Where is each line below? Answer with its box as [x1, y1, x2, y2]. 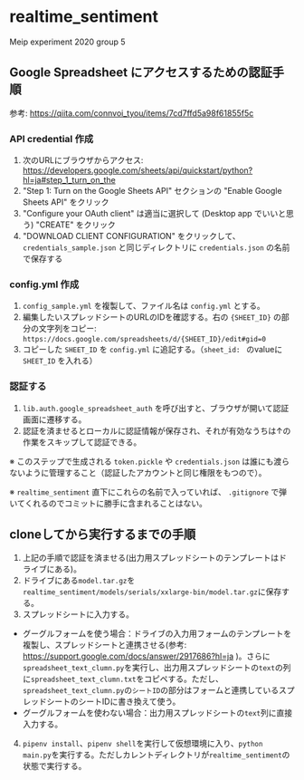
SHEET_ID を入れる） [22, 355, 98, 366]
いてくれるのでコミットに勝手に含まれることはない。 [9, 497, 208, 508]
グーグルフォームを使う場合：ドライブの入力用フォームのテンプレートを [22, 628, 292, 640]
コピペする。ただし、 [143, 673, 223, 685]
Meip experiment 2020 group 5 [9, 36, 126, 47]
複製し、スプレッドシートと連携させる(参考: [22, 640, 187, 650]
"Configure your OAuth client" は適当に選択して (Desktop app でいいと [22, 208, 287, 219]
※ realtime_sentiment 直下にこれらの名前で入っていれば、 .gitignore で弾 [9, 486, 288, 497]
